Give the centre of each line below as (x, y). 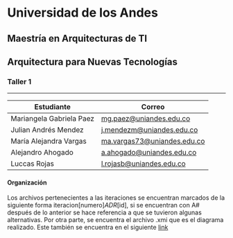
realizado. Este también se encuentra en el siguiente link (88, 228)
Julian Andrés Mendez (48, 130)
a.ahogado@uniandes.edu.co (149, 153)
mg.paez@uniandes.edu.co (146, 119)
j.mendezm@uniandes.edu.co (149, 130)
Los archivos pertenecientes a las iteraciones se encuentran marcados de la (116, 198)
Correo (153, 107)
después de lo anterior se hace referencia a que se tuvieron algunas (105, 212)
